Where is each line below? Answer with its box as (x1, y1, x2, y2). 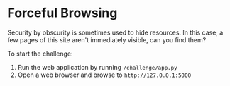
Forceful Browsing (7, 5, 118, 21)
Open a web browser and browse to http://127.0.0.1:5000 (17, 70, 192, 79)
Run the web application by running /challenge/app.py (17, 63, 177, 71)
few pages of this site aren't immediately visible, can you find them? (7, 35, 207, 44)
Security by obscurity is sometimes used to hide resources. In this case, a (7, 28, 224, 37)
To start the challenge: (7, 49, 73, 58)
